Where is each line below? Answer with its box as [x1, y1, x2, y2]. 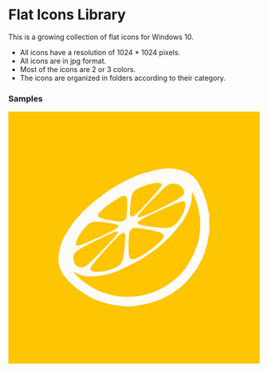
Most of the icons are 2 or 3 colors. [19, 64, 136, 74]
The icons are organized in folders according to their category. [19, 73, 226, 82]
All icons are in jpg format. [19, 56, 107, 66]
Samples [8, 93, 43, 104]
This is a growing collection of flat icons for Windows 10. [8, 32, 194, 42]
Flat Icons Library [8, 6, 126, 24]
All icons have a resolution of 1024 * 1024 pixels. [19, 47, 181, 57]
